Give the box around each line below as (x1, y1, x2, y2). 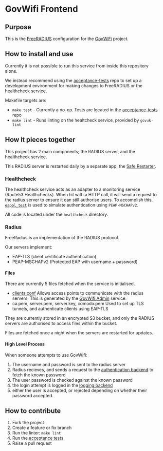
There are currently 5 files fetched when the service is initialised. (5, 281, 135, 287)
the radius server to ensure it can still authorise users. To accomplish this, (5, 197, 153, 203)
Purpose (5, 23, 32, 31)
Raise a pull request (12, 440, 52, 446)
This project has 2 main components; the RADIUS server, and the (5, 148, 135, 154)
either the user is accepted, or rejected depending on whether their (12, 387, 147, 393)
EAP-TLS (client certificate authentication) (12, 254, 97, 260)
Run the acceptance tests (12, 435, 64, 441)
